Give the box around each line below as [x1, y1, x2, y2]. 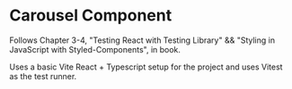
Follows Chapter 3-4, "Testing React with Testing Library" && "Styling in [9, 35, 276, 45]
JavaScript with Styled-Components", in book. [9, 44, 181, 54]
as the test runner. [9, 70, 77, 81]
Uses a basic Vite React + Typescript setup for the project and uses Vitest [9, 61, 283, 72]
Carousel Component [9, 5, 173, 26]
